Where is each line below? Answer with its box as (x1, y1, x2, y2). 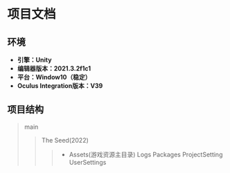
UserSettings (69, 158, 107, 166)
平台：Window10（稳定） (17, 73, 91, 81)
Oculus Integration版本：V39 (17, 82, 103, 90)
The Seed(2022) (41, 136, 89, 144)
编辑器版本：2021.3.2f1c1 (17, 64, 91, 73)
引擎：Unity (17, 56, 52, 64)
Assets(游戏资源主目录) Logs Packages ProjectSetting (69, 150, 223, 158)
